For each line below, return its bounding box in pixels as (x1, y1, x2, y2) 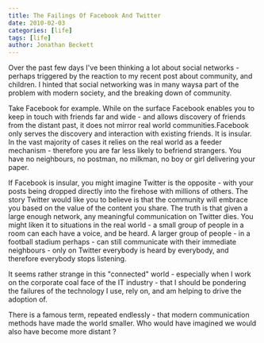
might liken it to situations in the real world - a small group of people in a (8, 220, 244, 230)
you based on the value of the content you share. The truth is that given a (8, 203, 248, 213)
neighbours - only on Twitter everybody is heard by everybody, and (8, 245, 229, 255)
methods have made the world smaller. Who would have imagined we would (8, 318, 257, 328)
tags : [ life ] (8, 33, 52, 42)
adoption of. (8, 295, 48, 304)
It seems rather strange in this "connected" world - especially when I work (8, 269, 251, 279)
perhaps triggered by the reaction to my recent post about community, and (8, 71, 253, 81)
